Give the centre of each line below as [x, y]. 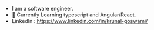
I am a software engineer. [42, 9]
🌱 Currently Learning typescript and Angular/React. [74, 15]
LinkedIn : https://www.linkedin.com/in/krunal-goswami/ [80, 21]
